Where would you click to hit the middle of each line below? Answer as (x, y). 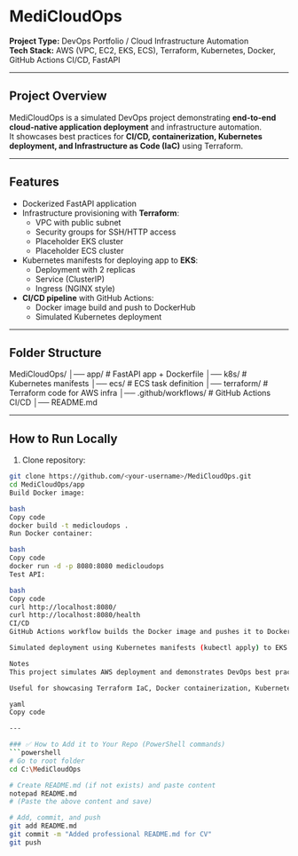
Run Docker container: (51, 534)
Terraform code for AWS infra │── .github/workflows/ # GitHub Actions (140, 393)
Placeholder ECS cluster (79, 250)
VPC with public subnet (78, 222)
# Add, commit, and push (55, 818)
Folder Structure (55, 353)
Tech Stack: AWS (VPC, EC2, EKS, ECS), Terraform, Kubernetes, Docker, (143, 50)
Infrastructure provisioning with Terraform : (101, 213)
